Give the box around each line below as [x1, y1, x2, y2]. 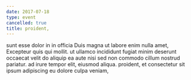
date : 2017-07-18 [6, 8, 50, 15]
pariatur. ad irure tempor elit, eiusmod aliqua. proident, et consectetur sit [6, 61, 186, 68]
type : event [6, 14, 36, 20]
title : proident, [6, 25, 50, 32]
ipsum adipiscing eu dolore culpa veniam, [6, 67, 109, 75]
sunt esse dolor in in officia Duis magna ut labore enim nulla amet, [6, 42, 169, 49]
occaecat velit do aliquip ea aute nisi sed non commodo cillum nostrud [6, 54, 181, 61]
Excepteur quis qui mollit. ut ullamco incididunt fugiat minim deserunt [6, 48, 177, 56]
